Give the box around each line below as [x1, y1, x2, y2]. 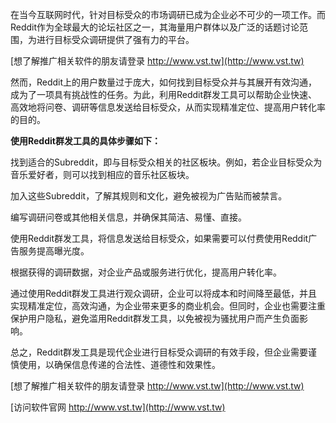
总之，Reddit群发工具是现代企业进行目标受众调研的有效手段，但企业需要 [10, 346, 309, 358]
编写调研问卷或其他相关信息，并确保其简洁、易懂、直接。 [10, 211, 247, 223]
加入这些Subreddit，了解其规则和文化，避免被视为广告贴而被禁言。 [10, 190, 288, 202]
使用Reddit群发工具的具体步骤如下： [10, 135, 161, 147]
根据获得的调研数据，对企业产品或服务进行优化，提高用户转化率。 [10, 266, 282, 278]
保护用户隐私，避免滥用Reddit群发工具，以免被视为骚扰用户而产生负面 [10, 313, 300, 324]
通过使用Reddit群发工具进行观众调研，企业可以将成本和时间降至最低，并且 [10, 288, 318, 299]
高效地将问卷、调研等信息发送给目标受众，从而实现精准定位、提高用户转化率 [10, 101, 326, 113]
